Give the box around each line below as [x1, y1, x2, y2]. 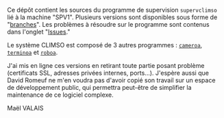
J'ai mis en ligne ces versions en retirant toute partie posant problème [7, 62, 205, 69]
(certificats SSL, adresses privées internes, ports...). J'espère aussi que [7, 69, 209, 77]
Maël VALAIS [7, 104, 44, 112]
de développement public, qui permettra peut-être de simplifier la [7, 84, 192, 91]
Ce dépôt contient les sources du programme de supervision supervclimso [7, 6, 217, 14]
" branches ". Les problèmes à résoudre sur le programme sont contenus [7, 21, 210, 28]
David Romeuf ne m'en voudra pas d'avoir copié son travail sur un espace [7, 76, 216, 84]
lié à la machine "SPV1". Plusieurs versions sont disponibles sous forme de [7, 13, 218, 21]
